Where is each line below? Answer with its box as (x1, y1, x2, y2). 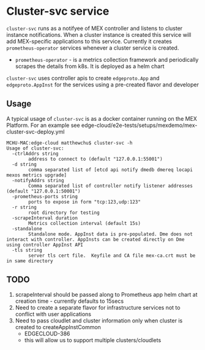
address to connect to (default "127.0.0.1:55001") (28, 156, 163, 162)
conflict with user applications (15, 310, 92, 318)
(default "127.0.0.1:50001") (6, 188, 81, 194)
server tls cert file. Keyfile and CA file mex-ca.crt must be (28, 253, 196, 259)
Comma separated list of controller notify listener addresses (28, 183, 193, 189)
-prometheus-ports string (12, 193, 78, 200)
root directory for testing (28, 210, 100, 216)
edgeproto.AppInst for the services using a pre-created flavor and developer (6, 81, 199, 88)
